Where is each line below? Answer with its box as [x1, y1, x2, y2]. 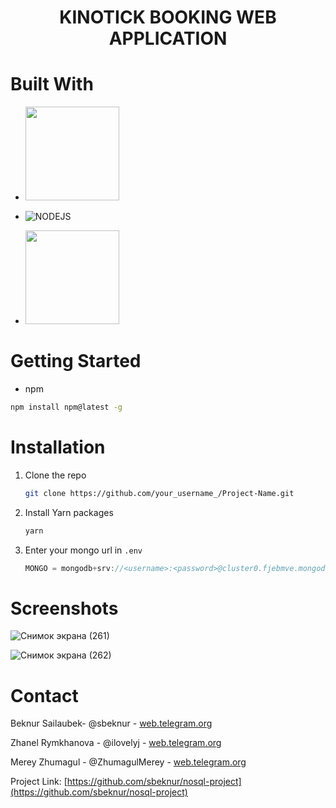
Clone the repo [24, 469, 87, 481]
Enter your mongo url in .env [24, 544, 143, 556]
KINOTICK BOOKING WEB [59, 6, 277, 29]
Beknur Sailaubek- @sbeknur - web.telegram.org [10, 717, 213, 730]
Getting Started [10, 350, 142, 373]
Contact [10, 684, 79, 707]
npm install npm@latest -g [10, 402, 123, 413]
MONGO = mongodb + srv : [24, 563, 116, 573]
